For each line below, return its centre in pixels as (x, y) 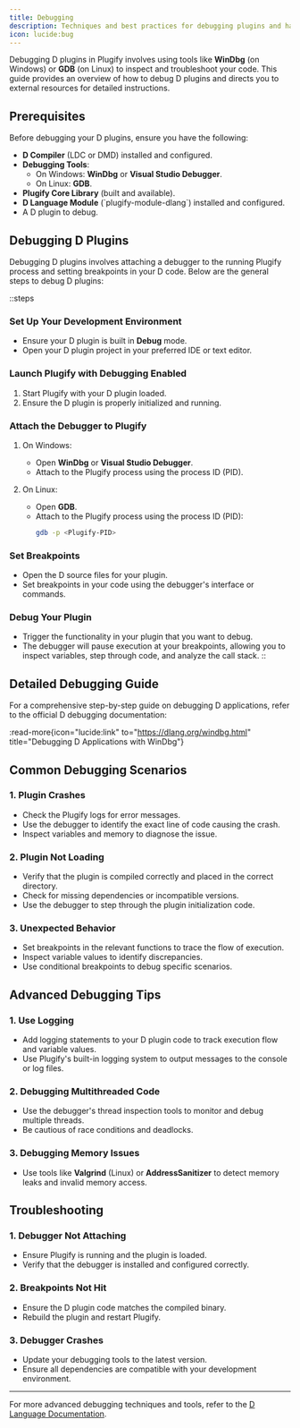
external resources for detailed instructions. (90, 88)
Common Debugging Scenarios (98, 770)
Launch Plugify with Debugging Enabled (98, 374)
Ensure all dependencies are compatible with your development (139, 1369)
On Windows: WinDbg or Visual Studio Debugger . (129, 174)
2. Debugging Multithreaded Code (85, 1092)
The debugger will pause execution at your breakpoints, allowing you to (154, 646)
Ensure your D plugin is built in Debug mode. (104, 341)
